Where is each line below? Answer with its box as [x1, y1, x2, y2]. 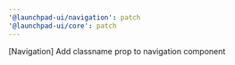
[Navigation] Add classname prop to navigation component [8, 45, 226, 56]
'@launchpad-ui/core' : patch [8, 21, 117, 30]
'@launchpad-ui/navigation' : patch [8, 12, 141, 22]
